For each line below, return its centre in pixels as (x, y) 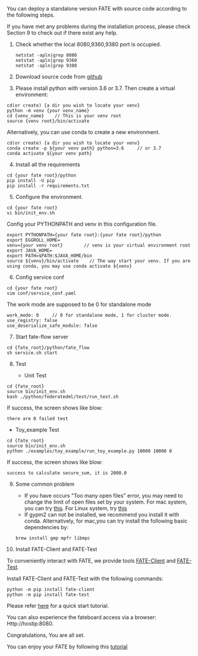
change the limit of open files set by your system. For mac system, (106, 502)
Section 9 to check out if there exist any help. (62, 33)
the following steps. (31, 15)
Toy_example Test (37, 430)
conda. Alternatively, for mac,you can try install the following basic (106, 521)
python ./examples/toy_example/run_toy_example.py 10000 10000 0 (89, 451)
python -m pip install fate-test (48, 595)
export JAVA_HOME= (29, 251)
